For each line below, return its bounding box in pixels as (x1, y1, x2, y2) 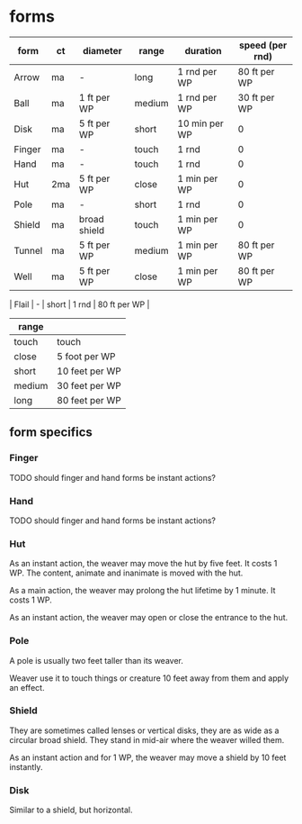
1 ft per (79, 91, 111, 104)
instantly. (9, 761, 43, 772)
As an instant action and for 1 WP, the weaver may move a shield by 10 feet (9, 752, 287, 763)
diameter (82, 44, 123, 57)
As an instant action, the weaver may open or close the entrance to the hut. (9, 612, 289, 623)
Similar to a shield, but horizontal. (9, 804, 133, 816)
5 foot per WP (57, 349, 116, 362)
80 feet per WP (57, 394, 121, 406)
